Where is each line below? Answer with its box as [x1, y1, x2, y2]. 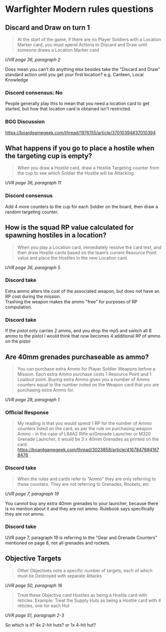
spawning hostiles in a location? [5, 231, 107, 240]
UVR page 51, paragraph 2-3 [5, 612, 64, 618]
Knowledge [5, 77, 29, 83]
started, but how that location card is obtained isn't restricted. [5, 106, 131, 112]
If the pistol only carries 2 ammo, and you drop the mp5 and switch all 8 [5, 328, 152, 334]
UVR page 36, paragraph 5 [5, 265, 60, 271]
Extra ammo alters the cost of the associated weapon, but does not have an [5, 288, 160, 294]
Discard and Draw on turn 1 [5, 23, 90, 32]
